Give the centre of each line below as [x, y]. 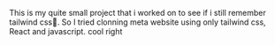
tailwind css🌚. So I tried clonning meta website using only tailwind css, [138, 22]
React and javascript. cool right [66, 31]
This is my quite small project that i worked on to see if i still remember [138, 13]
